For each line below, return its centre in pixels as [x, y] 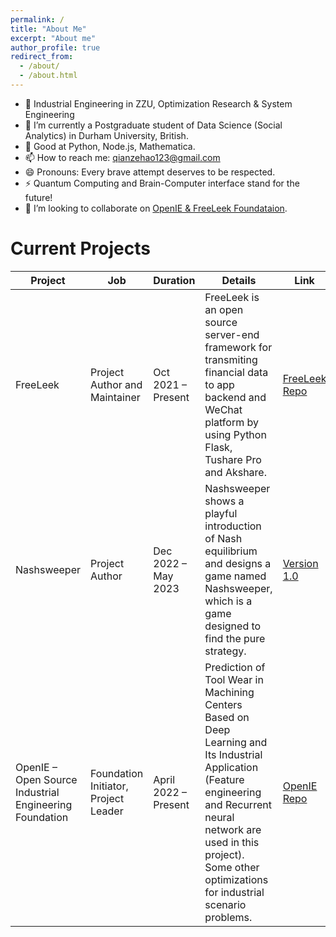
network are [233, 829]
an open [224, 309]
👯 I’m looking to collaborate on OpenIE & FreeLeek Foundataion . [156, 208]
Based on [227, 717]
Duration [174, 280]
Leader [107, 811]
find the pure [235, 638]
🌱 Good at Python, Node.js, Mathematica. [110, 146]
